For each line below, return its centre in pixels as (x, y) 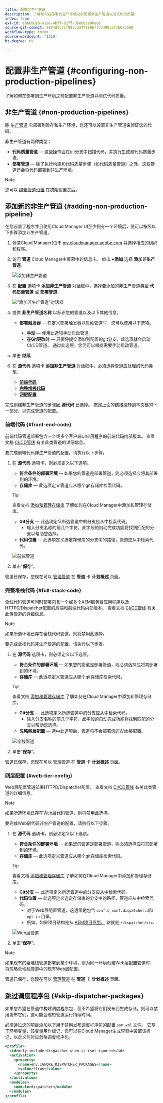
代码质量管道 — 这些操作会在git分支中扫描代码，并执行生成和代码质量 (82, 151)
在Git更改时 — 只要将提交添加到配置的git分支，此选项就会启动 (89, 339)
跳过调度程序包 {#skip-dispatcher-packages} (74, 996)
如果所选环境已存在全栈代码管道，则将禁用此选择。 (56, 633)
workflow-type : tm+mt (27, 32)
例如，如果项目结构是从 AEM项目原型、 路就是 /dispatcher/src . (90, 922)
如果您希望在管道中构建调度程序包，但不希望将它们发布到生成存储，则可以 (79, 1009)
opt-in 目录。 (40, 916)
